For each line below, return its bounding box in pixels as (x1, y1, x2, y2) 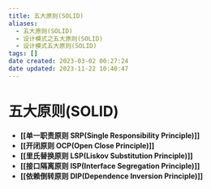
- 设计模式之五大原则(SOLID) (15, 34, 103, 43)
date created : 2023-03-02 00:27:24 (8, 58, 129, 66)
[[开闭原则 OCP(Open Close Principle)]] (19, 140, 155, 150)
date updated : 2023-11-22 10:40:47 (8, 65, 129, 73)
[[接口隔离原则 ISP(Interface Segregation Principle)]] (19, 161, 200, 170)
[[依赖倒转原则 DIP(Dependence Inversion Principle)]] (19, 171, 203, 181)
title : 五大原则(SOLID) (8, 11, 84, 20)
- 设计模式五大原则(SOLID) (15, 42, 97, 50)
